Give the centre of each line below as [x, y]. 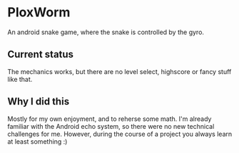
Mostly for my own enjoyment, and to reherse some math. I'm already [110, 119]
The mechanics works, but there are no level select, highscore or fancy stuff [119, 71]
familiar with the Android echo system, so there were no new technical [111, 126]
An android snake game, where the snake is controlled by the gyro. [106, 32]
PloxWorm [39, 12]
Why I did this [39, 101]
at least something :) [37, 141]
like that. [20, 79]
